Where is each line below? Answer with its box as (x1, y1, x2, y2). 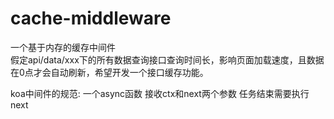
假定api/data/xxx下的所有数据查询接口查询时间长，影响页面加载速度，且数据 (10, 53, 325, 66)
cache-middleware (10, 7, 172, 30)
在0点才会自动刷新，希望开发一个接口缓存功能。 (10, 66, 209, 78)
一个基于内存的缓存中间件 (10, 41, 116, 53)
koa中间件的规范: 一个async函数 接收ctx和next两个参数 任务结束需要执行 (10, 87, 310, 99)
